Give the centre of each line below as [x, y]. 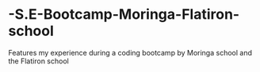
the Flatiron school [38, 61]
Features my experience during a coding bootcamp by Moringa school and [130, 52]
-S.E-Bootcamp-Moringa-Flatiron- [124, 14]
